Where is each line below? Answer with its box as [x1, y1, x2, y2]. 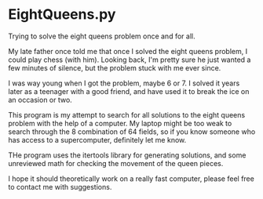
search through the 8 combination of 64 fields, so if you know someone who [8, 127, 256, 136]
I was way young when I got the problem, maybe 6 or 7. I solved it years [8, 78, 240, 88]
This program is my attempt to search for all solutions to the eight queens [8, 110, 246, 119]
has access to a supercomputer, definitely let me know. [8, 135, 187, 144]
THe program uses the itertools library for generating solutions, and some [8, 150, 247, 160]
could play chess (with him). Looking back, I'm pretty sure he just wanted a [8, 55, 251, 64]
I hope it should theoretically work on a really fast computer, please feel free [8, 174, 255, 183]
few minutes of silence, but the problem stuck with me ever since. [8, 63, 221, 72]
